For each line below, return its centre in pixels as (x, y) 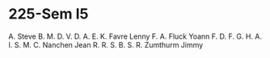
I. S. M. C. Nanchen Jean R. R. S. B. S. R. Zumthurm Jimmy (106, 44)
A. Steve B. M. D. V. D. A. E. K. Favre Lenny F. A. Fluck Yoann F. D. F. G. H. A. (135, 36)
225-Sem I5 (49, 14)
